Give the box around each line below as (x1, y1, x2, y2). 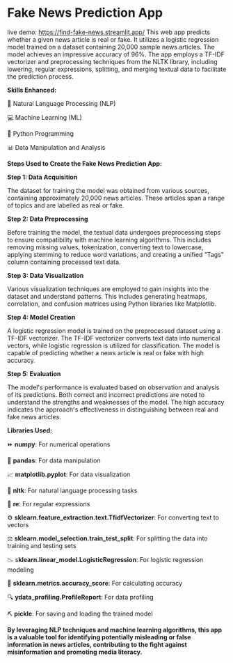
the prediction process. (7, 72, 74, 81)
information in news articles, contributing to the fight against (7, 640, 188, 648)
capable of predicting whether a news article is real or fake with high (7, 348, 204, 357)
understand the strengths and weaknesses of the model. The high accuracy (7, 398, 225, 406)
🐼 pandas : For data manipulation (7, 456, 101, 465)
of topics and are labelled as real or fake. (7, 201, 124, 210)
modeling (7, 565, 35, 574)
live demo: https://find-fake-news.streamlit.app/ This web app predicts (7, 28, 211, 36)
